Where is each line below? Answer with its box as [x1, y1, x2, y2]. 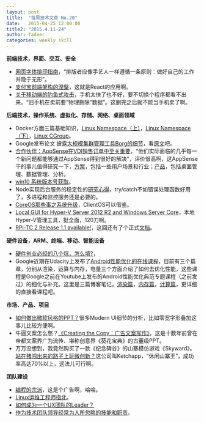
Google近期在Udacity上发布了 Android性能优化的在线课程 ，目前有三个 [15, 257, 191, 265]
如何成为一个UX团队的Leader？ [15, 401, 95, 409]
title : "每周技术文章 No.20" [6, 15, 78, 21]
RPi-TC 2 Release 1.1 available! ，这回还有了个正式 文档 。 [15, 224, 156, 231]
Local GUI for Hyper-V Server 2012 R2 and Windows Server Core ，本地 [15, 209, 195, 216]
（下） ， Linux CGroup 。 [15, 132, 75, 139]
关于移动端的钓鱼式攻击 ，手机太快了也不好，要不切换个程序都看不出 [15, 91, 187, 98]
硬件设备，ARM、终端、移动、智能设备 [6, 237, 105, 244]
